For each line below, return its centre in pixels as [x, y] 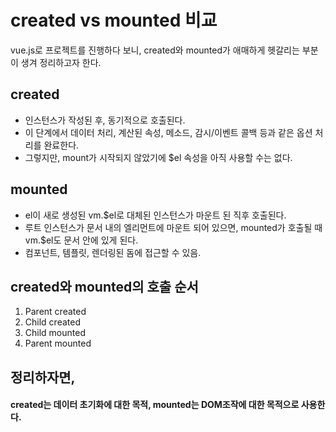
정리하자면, [43, 377]
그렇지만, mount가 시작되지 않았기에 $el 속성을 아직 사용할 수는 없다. [158, 157]
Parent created [55, 312]
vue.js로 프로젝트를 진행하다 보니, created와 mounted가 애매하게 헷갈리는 [155, 50]
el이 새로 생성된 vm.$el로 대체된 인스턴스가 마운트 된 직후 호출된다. [155, 215]
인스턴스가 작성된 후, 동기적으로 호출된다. [105, 120]
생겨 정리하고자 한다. [61, 62]
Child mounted [55, 333]
